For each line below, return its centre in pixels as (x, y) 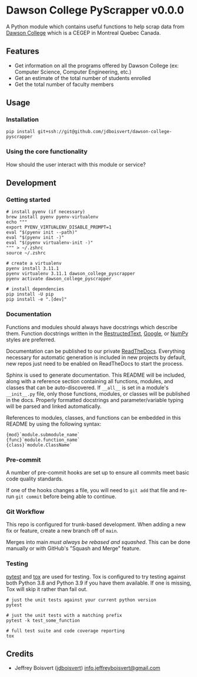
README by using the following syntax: (54, 424)
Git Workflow (25, 512)
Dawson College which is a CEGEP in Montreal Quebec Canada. (84, 32)
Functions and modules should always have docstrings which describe (92, 327)
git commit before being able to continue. (66, 497)
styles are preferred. (31, 340)
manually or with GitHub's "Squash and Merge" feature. (74, 549)
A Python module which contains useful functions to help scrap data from (95, 26)
